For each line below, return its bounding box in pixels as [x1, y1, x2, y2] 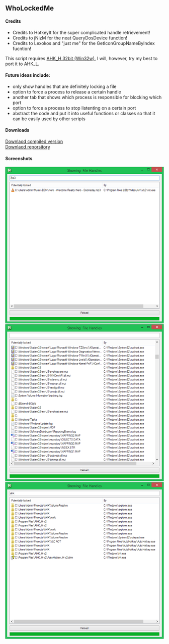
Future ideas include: [5, 72, 50, 78]
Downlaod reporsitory [5, 144, 50, 150]
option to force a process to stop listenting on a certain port [12, 105, 136, 111]
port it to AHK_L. [5, 61, 39, 67]
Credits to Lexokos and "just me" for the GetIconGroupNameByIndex [12, 40, 155, 46]
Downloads [5, 127, 30, 133]
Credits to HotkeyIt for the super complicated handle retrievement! [12, 29, 150, 35]
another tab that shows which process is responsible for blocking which [12, 94, 162, 100]
